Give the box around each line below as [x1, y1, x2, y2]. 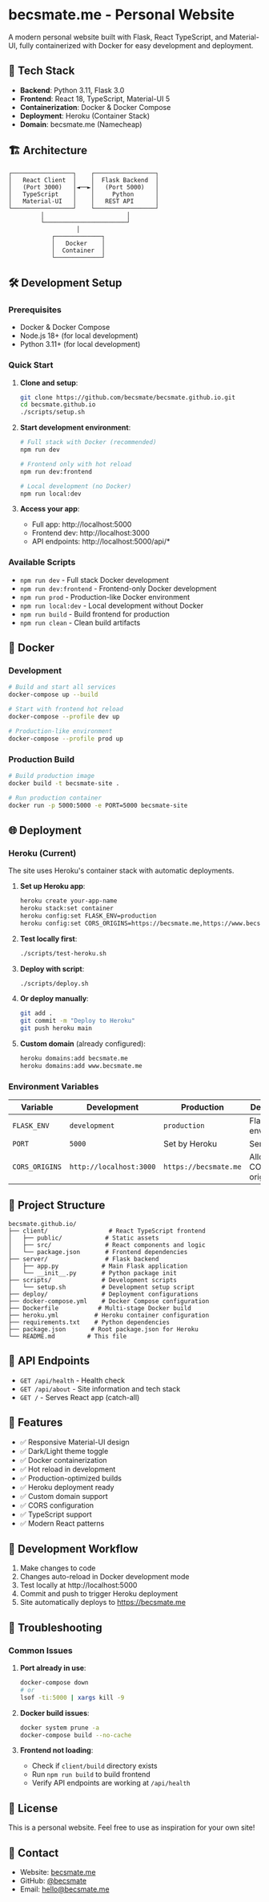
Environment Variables [8, 1081, 99, 1092]
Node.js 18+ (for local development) [19, 331, 139, 340]
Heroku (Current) [8, 847, 77, 858]
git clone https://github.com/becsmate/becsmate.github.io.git [19, 393, 236, 401]
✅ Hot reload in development [19, 1464, 116, 1474]
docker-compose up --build [8, 690, 98, 699]
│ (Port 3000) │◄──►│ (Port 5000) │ [8, 183, 159, 191]
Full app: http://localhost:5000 [31, 519, 132, 529]
